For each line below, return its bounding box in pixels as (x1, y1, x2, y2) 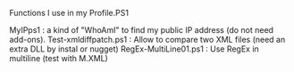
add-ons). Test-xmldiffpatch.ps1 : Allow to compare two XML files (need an (9, 35, 286, 44)
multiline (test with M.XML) (9, 53, 109, 63)
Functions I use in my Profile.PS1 (9, 8, 130, 18)
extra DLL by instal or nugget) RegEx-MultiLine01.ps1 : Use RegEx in (9, 44, 259, 54)
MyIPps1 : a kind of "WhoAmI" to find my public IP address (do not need (9, 25, 274, 35)
